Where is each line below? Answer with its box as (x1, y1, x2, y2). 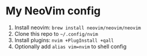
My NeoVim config (5, 4, 101, 18)
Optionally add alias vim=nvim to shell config (14, 43, 127, 50)
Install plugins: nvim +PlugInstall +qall (14, 36, 114, 43)
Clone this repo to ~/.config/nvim (14, 30, 98, 37)
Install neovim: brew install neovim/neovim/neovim (14, 24, 141, 31)
